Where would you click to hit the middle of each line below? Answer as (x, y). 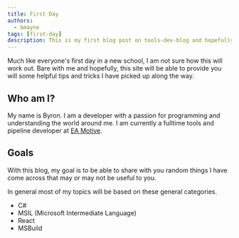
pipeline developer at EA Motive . (55, 130)
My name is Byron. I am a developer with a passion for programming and (114, 115)
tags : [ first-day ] (34, 34)
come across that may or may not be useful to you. (82, 177)
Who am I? (31, 98)
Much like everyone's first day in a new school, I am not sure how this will (115, 61)
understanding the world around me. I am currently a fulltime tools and (111, 123)
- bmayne (27, 27)
